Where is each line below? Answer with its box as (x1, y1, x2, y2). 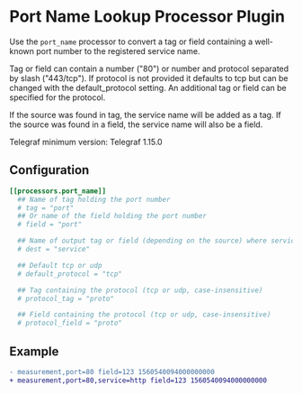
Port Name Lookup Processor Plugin (9, 6, 286, 27)
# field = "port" (17, 220, 83, 229)
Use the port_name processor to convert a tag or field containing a (9, 36, 253, 47)
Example (9, 344, 59, 359)
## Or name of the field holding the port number (17, 212, 207, 221)
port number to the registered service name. (35, 45, 200, 56)
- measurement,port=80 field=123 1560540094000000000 (9, 367, 216, 376)
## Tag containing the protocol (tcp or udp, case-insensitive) (17, 286, 263, 295)
